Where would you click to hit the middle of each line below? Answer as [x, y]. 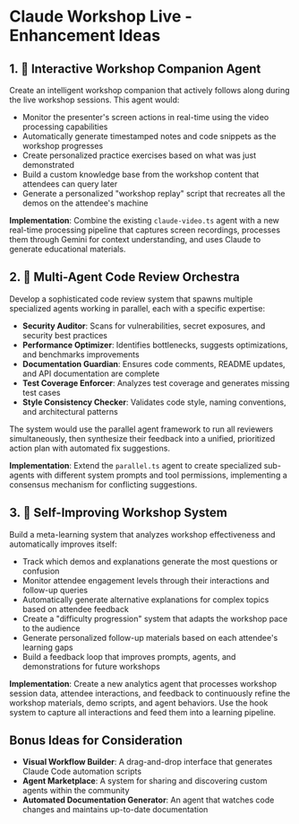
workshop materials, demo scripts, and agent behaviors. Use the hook [139, 703]
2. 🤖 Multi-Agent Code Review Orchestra [124, 277]
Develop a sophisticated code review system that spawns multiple [131, 299]
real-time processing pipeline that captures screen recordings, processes [145, 230]
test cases [41, 392]
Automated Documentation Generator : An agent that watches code [148, 800]
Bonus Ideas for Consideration [96, 741]
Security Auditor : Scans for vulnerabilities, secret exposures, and [144, 326]
